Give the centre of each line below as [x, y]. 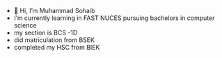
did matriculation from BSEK [54, 40]
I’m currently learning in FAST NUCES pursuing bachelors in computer [114, 18]
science [25, 25]
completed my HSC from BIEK [57, 47]
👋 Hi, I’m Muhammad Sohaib [54, 11]
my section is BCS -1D [46, 32]
